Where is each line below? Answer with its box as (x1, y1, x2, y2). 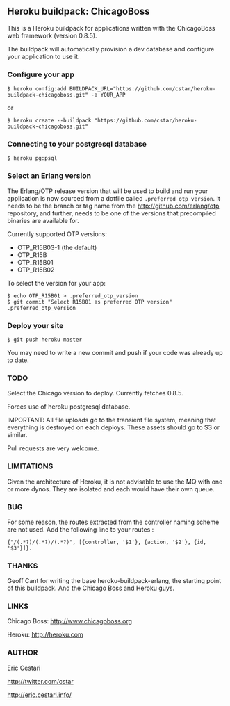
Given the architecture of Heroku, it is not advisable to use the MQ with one (7, 477, 223, 486)
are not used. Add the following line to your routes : (7, 525, 154, 534)
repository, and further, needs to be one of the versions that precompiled (7, 208, 217, 217)
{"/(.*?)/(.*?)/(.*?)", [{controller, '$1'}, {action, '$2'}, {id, (7, 539, 207, 545)
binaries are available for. (7, 216, 79, 224)
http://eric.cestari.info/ (7, 691, 72, 699)
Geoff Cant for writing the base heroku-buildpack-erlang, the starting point (7, 577, 222, 585)
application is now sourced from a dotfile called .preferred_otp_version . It (7, 194, 220, 202)
